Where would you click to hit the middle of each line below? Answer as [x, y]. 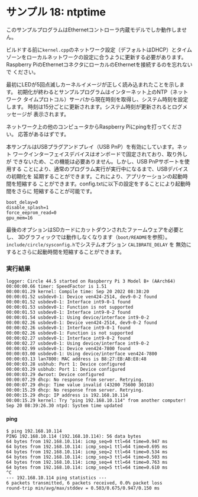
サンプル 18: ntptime [56, 12]
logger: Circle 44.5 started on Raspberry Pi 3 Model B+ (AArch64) [91, 281]
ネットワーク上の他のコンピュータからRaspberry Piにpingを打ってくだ [92, 126]
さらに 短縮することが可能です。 [56, 191]
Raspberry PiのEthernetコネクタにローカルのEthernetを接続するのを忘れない [99, 64]
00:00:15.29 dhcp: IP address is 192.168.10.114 [67, 395]
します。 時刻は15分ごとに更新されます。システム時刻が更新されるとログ [94, 107]
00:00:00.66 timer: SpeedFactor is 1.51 [57, 287]
